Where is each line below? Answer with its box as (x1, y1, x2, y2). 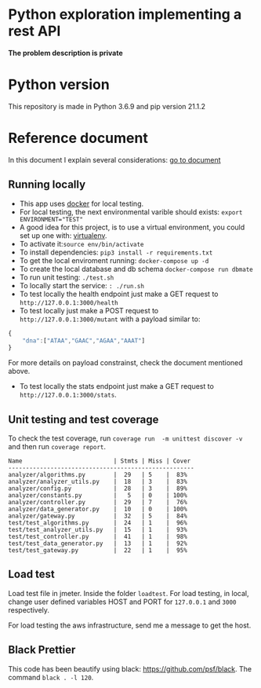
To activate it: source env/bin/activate (19, 239, 144, 248)
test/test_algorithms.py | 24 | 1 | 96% (8, 519, 188, 527)
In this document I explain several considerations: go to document (8, 155, 221, 164)
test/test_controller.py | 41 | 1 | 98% (8, 532, 188, 541)
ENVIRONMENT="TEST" (19, 215, 84, 223)
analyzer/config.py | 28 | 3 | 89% (8, 485, 188, 492)
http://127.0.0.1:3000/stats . (19, 390, 118, 400)
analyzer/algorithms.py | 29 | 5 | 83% (8, 471, 188, 479)
